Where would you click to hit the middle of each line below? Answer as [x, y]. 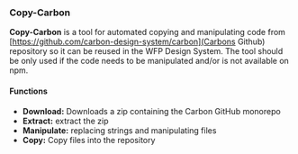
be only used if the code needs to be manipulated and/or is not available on [149, 61]
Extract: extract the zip [66, 121]
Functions [28, 91]
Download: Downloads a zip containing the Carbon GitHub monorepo [151, 111]
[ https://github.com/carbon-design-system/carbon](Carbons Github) [137, 41]
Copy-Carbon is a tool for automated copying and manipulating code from [148, 32]
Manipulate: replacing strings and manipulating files [119, 130]
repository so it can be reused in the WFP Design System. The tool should [146, 51]
